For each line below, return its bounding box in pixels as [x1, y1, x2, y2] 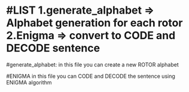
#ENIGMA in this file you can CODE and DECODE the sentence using [6, 72, 175, 80]
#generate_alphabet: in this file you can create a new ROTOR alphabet [6, 61, 179, 68]
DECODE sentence [6, 42, 100, 55]
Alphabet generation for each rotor [6, 16, 183, 30]
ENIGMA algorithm [6, 78, 52, 86]
